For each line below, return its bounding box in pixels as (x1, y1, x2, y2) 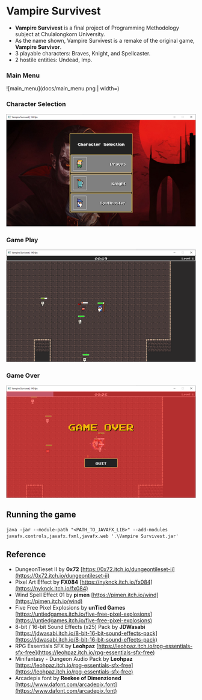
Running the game (6, 510, 76, 520)
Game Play (6, 236, 38, 244)
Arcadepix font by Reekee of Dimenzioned (14, 674, 121, 681)
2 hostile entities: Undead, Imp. (14, 56, 93, 63)
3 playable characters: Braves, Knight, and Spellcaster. (14, 49, 151, 57)
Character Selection (6, 100, 66, 108)
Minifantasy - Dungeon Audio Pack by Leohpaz (14, 655, 133, 662)
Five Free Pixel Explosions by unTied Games (14, 604, 126, 611)
